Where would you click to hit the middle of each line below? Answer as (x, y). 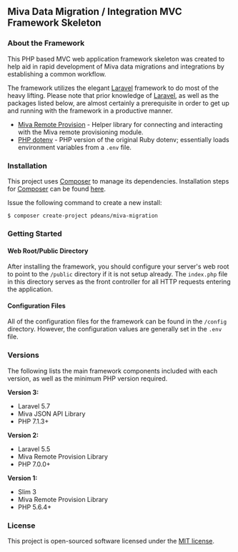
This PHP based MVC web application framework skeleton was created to (116, 59)
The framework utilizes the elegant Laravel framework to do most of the (113, 88)
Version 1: (23, 478)
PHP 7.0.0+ (34, 464)
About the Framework (46, 44)
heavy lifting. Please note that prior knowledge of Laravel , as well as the (113, 95)
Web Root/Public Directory (48, 251)
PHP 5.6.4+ (35, 507)
